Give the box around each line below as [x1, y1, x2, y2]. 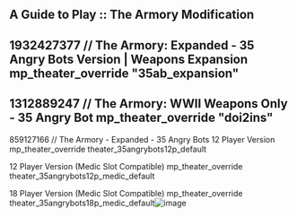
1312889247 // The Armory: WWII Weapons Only [9, 96, 289, 111]
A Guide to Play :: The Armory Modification [9, 7, 255, 22]
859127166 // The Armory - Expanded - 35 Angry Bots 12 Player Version [9, 134, 275, 144]
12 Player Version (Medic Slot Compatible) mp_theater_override [9, 161, 243, 171]
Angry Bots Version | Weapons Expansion [9, 51, 249, 66]
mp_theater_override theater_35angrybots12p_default [9, 143, 207, 154]
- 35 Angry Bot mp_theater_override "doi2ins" [9, 110, 274, 126]
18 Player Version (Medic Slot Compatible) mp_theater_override [9, 187, 243, 198]
